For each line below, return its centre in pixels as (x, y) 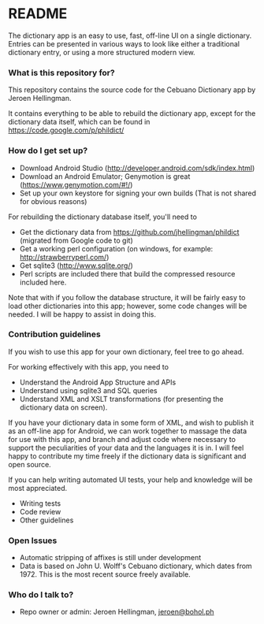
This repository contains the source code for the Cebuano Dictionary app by (132, 90)
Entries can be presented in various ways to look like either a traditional (124, 43)
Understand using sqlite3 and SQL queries (88, 390)
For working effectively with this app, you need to (89, 366)
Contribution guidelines (54, 334)
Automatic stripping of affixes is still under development (110, 558)
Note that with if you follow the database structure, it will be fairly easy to (127, 297)
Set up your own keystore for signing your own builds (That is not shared (138, 193)
